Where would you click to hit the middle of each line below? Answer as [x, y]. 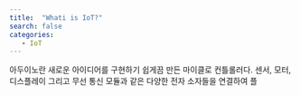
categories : [32, 34]
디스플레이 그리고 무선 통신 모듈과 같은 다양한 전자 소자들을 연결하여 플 [133, 81]
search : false [36, 26]
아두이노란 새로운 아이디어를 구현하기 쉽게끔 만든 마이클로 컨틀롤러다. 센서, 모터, [150, 70]
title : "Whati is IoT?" [56, 18]
